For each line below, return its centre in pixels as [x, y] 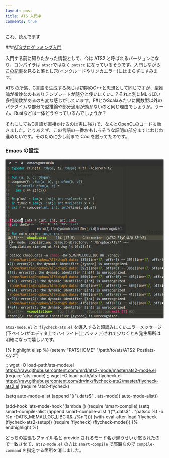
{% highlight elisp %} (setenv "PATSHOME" [50, 350]
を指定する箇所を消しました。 [53, 450]
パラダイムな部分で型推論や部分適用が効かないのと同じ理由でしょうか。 [80, 107]
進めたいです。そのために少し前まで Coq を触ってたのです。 [67, 137]
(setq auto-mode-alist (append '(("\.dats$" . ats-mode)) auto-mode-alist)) [82, 396]
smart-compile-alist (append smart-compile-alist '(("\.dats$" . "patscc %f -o [84, 412]
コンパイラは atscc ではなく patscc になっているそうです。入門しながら [87, 65]
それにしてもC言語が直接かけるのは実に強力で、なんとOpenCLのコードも [81, 124]
